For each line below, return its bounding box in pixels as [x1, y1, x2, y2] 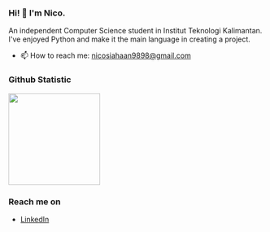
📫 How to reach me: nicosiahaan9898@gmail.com [20, 50, 191, 60]
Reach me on [8, 195, 61, 207]
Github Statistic [8, 74, 72, 85]
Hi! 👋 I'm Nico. [8, 7, 66, 19]
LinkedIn [20, 214, 50, 224]
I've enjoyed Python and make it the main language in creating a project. [8, 34, 250, 44]
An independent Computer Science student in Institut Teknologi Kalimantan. [8, 26, 263, 36]
